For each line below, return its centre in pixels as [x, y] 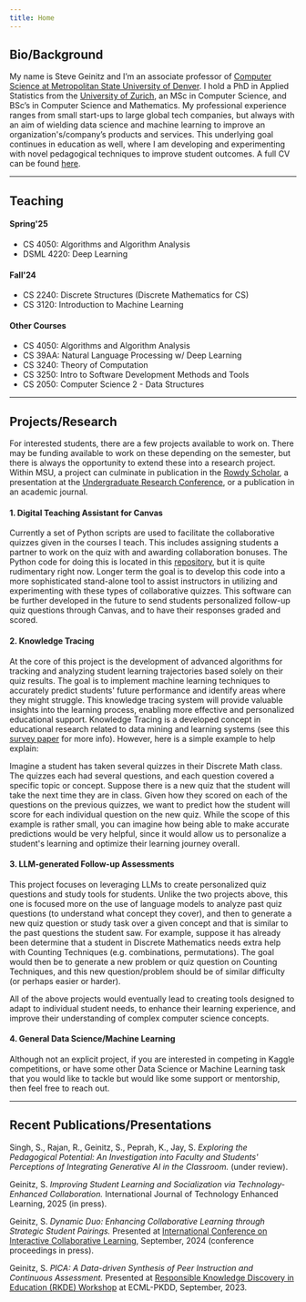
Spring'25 [29, 224]
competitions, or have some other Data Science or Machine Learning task [148, 1069]
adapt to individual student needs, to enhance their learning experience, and [153, 1008]
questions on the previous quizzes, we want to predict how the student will [150, 804]
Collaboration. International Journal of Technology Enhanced [164, 1194]
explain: [24, 748]
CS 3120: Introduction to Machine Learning [103, 305]
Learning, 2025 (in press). [58, 1204]
